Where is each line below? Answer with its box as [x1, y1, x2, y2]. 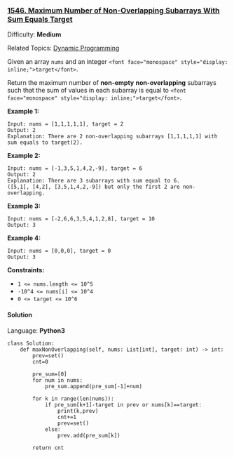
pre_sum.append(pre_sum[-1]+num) [44, 383, 142, 390]
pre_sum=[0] [32, 371, 68, 378]
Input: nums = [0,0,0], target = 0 [7, 248, 111, 255]
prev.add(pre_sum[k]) [57, 432, 121, 439]
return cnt [32, 444, 64, 451]
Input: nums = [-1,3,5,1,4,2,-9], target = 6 [7, 165, 142, 172]
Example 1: [7, 107, 40, 116]
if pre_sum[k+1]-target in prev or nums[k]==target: [44, 401, 202, 409]
